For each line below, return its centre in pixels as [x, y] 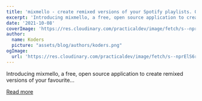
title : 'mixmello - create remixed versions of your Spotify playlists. [99, 12]
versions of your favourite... [41, 80]
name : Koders [28, 40]
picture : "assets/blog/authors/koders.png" [67, 46]
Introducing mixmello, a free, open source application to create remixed [95, 73]
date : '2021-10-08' [31, 23]
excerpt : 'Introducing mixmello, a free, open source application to [95, 17]
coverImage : [21, 29]
